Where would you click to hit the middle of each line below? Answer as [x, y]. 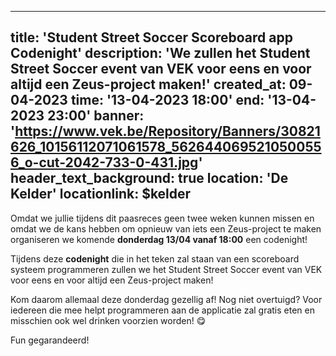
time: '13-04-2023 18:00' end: [167, 100]
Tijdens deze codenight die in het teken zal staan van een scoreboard [155, 258]
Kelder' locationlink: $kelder [101, 194]
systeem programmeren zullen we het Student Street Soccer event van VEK [166, 269]
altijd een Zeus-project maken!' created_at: [148, 84]
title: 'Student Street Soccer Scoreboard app [151, 37]
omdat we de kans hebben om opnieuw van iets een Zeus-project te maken [166, 228]
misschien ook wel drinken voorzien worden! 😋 [108, 320]
